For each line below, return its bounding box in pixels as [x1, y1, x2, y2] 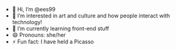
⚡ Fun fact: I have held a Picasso [12, 38, 94, 45]
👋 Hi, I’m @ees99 [12, 6, 56, 13]
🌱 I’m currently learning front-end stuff [12, 25, 110, 32]
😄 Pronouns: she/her [12, 31, 66, 39]
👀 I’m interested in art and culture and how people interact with [12, 12, 171, 19]
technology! [12, 19, 43, 25]
